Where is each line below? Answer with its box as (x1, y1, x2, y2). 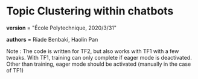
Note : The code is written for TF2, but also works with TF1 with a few (6, 47, 179, 55)
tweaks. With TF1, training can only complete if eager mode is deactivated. (6, 54, 192, 61)
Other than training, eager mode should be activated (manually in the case (6, 60, 191, 68)
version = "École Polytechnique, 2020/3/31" (6, 24, 117, 31)
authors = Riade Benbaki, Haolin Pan (6, 36, 98, 43)
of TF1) (6, 66, 24, 74)
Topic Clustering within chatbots (6, 4, 174, 18)
